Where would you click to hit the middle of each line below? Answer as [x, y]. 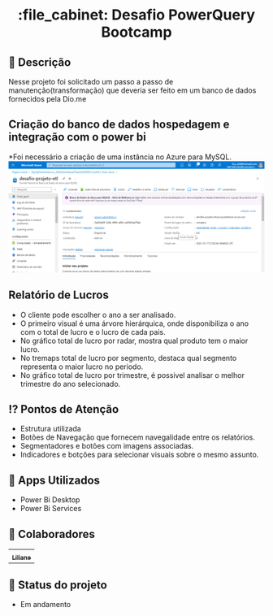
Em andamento [45, 604]
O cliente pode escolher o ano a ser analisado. [98, 315]
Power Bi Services [51, 509]
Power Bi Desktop [50, 500]
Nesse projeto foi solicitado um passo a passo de [91, 82]
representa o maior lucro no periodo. [82, 367]
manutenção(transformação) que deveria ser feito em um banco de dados [132, 90]
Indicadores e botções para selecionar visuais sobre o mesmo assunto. [139, 455]
